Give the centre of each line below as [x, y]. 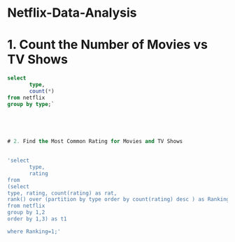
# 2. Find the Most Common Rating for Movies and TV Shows [95, 141]
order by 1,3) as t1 [37, 219]
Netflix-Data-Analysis [72, 13]
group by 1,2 [26, 213]
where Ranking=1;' [34, 232]
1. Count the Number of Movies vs [108, 45]
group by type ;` [31, 104]
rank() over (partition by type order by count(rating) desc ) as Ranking [119, 199]
